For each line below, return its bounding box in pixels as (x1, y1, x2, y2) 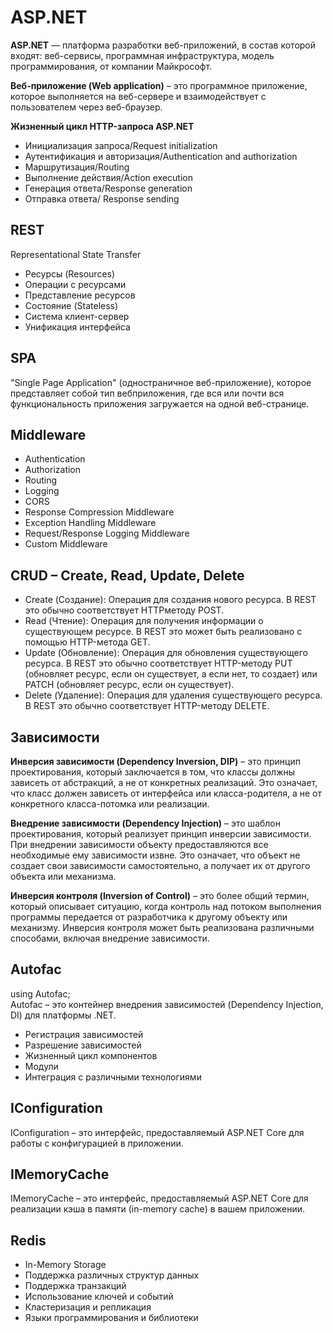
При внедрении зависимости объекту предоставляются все (10, 839, 269, 850)
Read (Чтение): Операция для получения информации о (24, 615, 264, 627)
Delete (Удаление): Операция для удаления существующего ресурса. (24, 689, 323, 701)
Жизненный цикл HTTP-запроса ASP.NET (10, 120, 195, 132)
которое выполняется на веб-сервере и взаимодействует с (10, 90, 267, 102)
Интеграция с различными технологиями (24, 1071, 202, 1083)
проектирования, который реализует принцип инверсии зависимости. (10, 828, 312, 840)
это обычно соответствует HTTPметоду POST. (24, 604, 225, 616)
